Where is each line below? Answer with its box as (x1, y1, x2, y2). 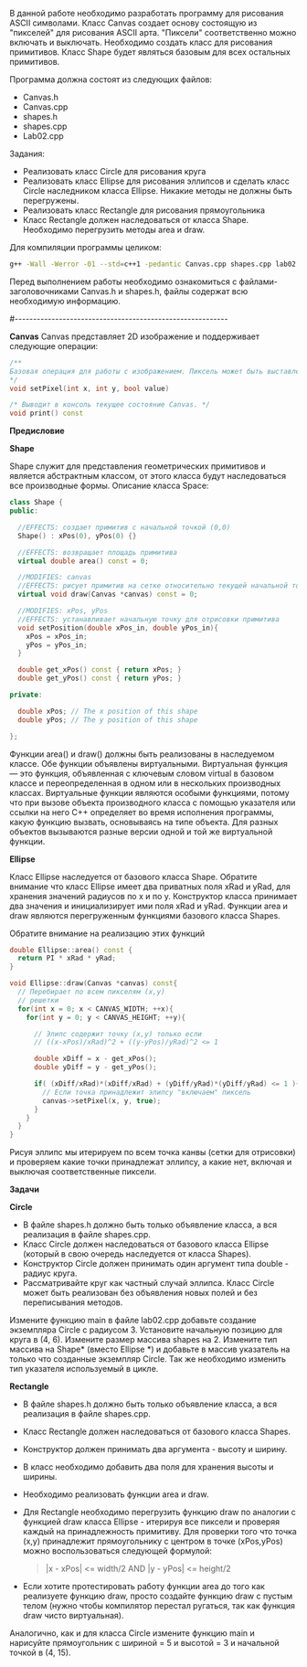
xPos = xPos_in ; (26, 632, 89, 641)
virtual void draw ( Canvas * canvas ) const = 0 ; (17, 589, 198, 600)
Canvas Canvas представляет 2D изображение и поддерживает (9, 331, 260, 342)
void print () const (9, 409, 84, 419)
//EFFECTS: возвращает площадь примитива (17, 547, 178, 557)
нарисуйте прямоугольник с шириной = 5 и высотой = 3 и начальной (9, 1638, 281, 1649)
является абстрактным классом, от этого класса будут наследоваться (9, 471, 287, 482)
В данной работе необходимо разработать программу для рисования (9, 8, 284, 18)
